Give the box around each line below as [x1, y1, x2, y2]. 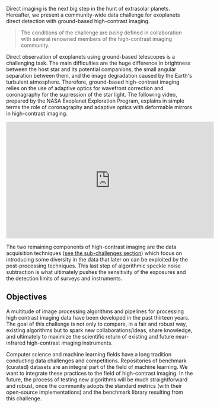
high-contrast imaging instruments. [26, 339, 113, 346]
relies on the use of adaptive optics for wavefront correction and [6, 85, 164, 91]
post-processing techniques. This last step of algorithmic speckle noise [6, 262, 181, 269]
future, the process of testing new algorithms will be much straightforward [6, 376, 188, 383]
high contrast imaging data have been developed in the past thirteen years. [6, 314, 190, 321]
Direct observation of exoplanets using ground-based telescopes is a [6, 53, 176, 60]
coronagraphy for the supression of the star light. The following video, [6, 91, 178, 98]
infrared [6, 339, 25, 346]
